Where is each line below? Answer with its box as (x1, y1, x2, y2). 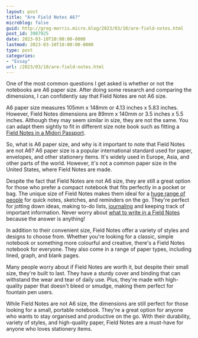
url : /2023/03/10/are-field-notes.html (6, 63, 105, 70)
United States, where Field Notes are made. (6, 166, 112, 173)
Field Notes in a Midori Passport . (6, 129, 86, 136)
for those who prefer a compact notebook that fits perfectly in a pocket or (6, 184, 186, 191)
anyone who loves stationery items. (6, 326, 93, 333)
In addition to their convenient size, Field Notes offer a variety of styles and (6, 227, 189, 234)
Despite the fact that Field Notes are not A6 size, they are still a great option (6, 177, 191, 184)
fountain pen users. (6, 289, 54, 296)
